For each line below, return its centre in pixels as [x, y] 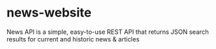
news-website [49, 13]
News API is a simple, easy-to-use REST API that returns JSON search [108, 32]
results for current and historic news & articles [73, 39]
